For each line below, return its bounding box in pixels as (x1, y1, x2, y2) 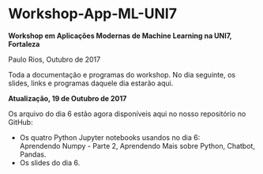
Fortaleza (8, 39, 40, 48)
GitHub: (8, 117, 33, 127)
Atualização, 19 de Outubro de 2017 (8, 93, 127, 103)
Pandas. (19, 149, 47, 159)
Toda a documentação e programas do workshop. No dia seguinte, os (8, 70, 235, 79)
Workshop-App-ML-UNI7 (8, 5, 178, 23)
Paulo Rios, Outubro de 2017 (8, 55, 101, 64)
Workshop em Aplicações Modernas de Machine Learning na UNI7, (8, 31, 232, 40)
